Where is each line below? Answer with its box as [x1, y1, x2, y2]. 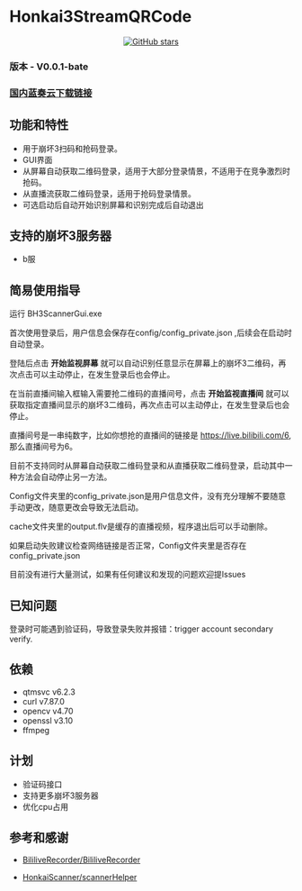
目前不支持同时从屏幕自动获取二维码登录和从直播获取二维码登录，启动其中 [9, 460, 285, 471]
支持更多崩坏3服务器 [22, 790, 99, 801]
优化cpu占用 [22, 801, 69, 812]
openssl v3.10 [22, 714, 74, 726]
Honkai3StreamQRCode [9, 6, 192, 27]
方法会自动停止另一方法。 [16, 471, 112, 483]
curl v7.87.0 [22, 696, 65, 706]
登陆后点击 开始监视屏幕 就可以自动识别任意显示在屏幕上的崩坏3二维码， [9, 358, 279, 368]
